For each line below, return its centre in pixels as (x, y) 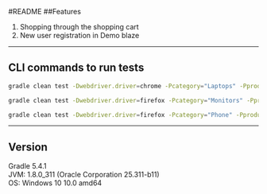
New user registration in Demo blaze (79, 35)
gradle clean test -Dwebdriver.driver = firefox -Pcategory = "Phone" (120, 114)
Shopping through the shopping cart (79, 27)
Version (28, 147)
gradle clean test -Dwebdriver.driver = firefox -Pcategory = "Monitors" (126, 100)
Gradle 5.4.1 (27, 166)
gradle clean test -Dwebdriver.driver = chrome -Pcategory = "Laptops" (122, 86)
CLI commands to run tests (76, 68)
